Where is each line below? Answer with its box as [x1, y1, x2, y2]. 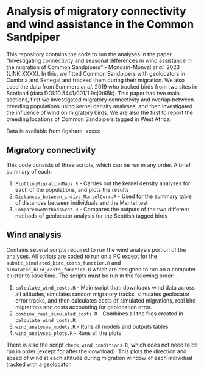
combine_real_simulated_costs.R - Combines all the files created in [15, 310, 184, 317]
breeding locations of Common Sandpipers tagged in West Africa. [6, 115, 172, 123]
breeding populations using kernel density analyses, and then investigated [6, 102, 193, 109]
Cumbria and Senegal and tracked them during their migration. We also [6, 76, 185, 84]
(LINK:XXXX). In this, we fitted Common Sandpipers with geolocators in [6, 70, 186, 77]
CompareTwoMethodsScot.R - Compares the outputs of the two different [15, 205, 189, 213]
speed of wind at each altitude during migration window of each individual [6, 354, 193, 361]
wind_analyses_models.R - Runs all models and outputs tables [15, 323, 169, 330]
